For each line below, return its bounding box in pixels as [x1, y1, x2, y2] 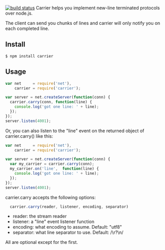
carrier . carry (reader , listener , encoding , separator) [10, 204, 129, 209]
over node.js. [5, 10, 33, 16]
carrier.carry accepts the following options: [5, 194, 96, 200]
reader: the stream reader [12, 213, 67, 220]
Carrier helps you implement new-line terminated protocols [36, 5, 160, 11]
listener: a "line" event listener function [12, 218, 95, 225]
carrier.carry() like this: [5, 133, 53, 139]
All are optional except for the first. [5, 239, 78, 245]
